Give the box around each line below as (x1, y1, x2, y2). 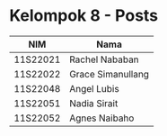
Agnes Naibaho (68, 112, 135, 124)
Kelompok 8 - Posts (9, 5, 159, 26)
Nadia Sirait (68, 96, 119, 109)
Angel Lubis (68, 82, 119, 95)
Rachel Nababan (68, 53, 139, 66)
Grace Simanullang (68, 68, 150, 80)
